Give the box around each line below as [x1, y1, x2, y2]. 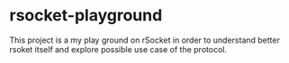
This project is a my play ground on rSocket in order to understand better [9, 35, 281, 45]
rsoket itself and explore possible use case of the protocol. [9, 43, 228, 54]
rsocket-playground [9, 5, 163, 26]
